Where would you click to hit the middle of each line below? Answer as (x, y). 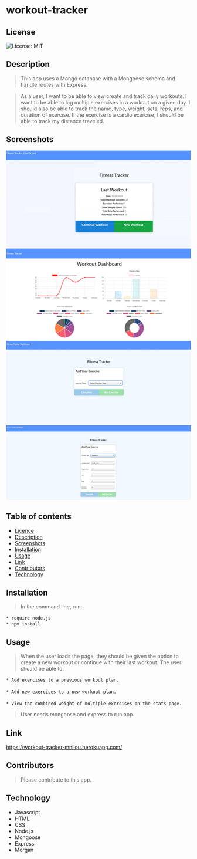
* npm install (23, 624)
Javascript (27, 812)
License (21, 32)
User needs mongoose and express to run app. (77, 715)
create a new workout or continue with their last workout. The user (101, 662)
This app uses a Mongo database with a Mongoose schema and (98, 78)
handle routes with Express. (54, 84)
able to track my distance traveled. (62, 121)
